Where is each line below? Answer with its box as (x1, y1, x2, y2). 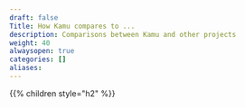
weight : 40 (9, 38, 51, 48)
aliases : (9, 64, 42, 73)
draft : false (9, 13, 59, 22)
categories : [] (9, 55, 67, 64)
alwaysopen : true (9, 47, 75, 56)
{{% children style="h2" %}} (9, 87, 116, 99)
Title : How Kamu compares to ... (9, 22, 136, 31)
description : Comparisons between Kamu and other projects (9, 30, 237, 39)
